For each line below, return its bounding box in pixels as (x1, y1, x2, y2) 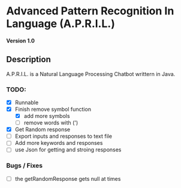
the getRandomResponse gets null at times (14, 175, 121, 182)
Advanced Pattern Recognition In (6, 4, 174, 18)
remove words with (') (23, 119, 79, 126)
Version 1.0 (6, 37, 35, 44)
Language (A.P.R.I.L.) (6, 17, 115, 31)
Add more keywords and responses (14, 140, 103, 147)
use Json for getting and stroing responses (14, 146, 122, 153)
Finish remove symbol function (14, 105, 92, 113)
